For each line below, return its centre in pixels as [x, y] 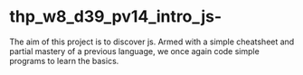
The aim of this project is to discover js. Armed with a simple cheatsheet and [152, 42]
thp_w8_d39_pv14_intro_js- [116, 17]
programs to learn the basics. [64, 61]
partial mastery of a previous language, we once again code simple [134, 51]
